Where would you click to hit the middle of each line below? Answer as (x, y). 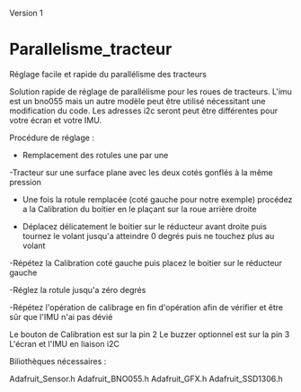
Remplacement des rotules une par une (95, 155)
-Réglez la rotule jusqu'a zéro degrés (78, 290)
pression (26, 182)
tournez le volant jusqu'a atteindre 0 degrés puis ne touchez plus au (148, 236)
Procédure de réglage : (52, 138)
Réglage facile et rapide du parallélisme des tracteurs (108, 74)
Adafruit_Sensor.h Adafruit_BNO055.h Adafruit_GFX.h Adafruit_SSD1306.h (146, 379)
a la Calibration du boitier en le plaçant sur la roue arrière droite (140, 209)
